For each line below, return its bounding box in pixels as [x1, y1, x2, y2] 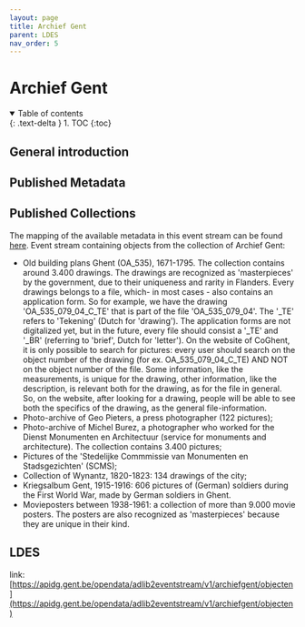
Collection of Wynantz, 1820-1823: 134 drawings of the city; [22, 470, 248, 480]
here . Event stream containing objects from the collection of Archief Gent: [9, 239, 286, 250]
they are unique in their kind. [22, 518, 130, 529]
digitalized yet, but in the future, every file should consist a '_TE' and [22, 325, 279, 336]
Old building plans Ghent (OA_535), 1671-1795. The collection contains [22, 257, 286, 268]
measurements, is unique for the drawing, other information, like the [22, 373, 277, 384]
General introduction [9, 144, 130, 159]
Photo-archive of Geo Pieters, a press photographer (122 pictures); [22, 411, 273, 423]
